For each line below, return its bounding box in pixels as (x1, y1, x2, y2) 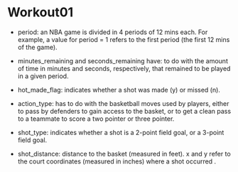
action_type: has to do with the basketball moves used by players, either (17, 99, 229, 107)
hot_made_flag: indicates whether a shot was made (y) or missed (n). (17, 85, 220, 94)
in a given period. (17, 72, 69, 80)
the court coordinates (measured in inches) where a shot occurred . (17, 157, 217, 166)
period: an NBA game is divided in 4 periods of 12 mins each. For (17, 28, 208, 36)
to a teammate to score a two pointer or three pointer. (17, 114, 175, 123)
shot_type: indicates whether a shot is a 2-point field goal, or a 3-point (17, 128, 225, 136)
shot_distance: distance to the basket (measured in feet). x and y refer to (17, 149, 231, 158)
